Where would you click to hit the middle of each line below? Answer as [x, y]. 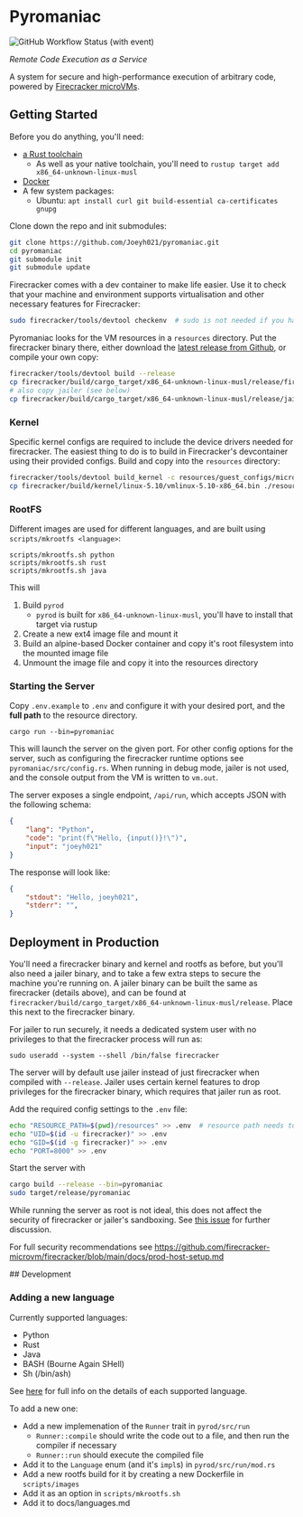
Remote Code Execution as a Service [78, 59]
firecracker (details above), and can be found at [98, 993]
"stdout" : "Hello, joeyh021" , [83, 897]
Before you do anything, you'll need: [77, 137]
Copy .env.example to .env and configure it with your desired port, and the [147, 706]
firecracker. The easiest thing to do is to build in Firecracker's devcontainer [149, 451]
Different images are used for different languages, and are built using [138, 528]
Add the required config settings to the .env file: [98, 1108]
